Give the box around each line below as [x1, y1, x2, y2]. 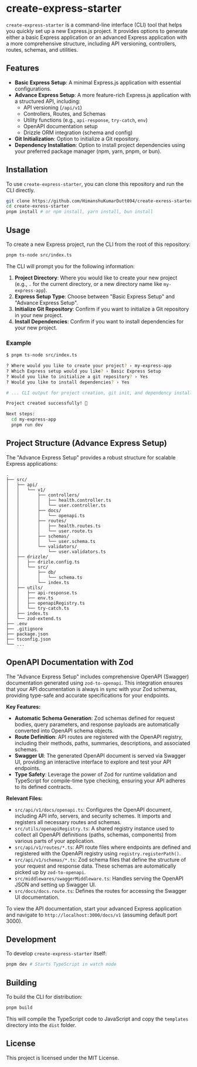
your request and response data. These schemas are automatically [14, 862, 176, 869]
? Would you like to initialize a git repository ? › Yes [6, 374, 148, 379]
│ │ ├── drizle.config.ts [6, 559, 80, 565]
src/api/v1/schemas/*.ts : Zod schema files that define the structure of [14, 856, 186, 863]
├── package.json [6, 631, 49, 637]
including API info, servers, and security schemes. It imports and [14, 812, 171, 819]
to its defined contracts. [14, 783, 73, 790]
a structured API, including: [14, 98, 81, 105]
